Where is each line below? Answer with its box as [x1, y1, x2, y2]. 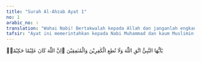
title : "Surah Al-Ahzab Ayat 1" [6, 8, 87, 15]
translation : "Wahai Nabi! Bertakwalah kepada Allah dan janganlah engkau [6, 25, 197, 31]
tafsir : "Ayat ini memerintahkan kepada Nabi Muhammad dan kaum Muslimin [6, 31, 194, 37]
